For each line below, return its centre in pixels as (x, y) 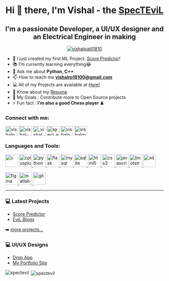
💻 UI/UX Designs (27, 245)
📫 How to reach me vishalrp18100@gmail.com (62, 77)
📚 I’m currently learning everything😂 (52, 64)
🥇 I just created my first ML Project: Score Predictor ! (66, 58)
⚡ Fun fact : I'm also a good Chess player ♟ (58, 103)
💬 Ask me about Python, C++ (43, 72)
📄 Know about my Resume (40, 92)
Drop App (22, 258)
